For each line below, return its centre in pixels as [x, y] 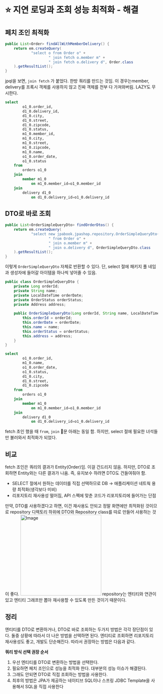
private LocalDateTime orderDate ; [49, 295]
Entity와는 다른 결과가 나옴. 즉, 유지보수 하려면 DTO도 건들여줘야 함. [82, 473]
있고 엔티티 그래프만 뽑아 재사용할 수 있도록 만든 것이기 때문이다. [66, 600]
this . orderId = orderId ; [48, 318]
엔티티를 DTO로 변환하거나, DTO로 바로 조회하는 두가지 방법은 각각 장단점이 [77, 629]
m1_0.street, [36, 143]
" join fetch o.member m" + [77, 57]
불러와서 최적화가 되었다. [33, 437]
